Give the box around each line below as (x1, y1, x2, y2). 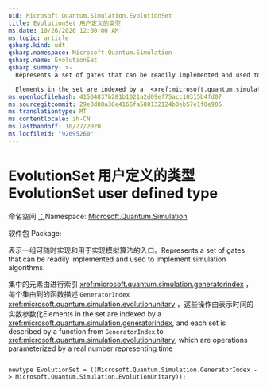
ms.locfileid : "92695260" (8, 130, 94, 138)
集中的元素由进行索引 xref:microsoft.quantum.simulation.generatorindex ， (8, 279, 253, 289)
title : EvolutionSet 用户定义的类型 (8, 19, 122, 27)
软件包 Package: (8, 228, 62, 238)
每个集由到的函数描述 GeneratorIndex (8, 289, 130, 299)
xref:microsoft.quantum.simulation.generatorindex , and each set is (8, 318, 226, 328)
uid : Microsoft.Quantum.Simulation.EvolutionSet (8, 11, 172, 20)
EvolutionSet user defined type (8, 184, 219, 202)
